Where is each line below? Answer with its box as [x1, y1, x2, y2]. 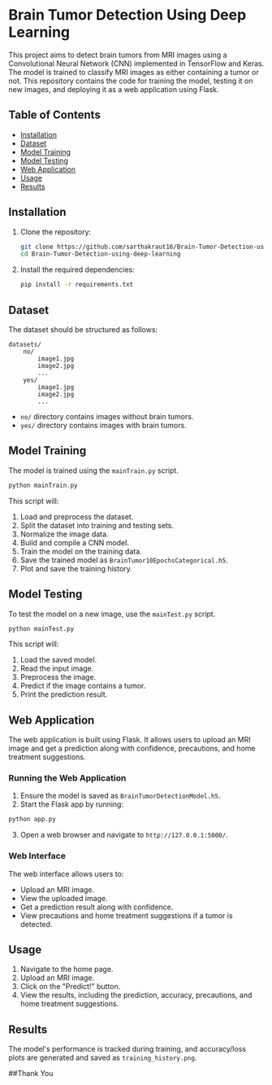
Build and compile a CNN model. [19, 537, 130, 547]
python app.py [8, 816, 57, 824]
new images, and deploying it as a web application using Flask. [8, 84, 219, 94]
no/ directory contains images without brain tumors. [19, 412, 194, 421]
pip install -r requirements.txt [19, 281, 134, 289]
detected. [19, 919, 53, 929]
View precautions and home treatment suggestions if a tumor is [19, 910, 233, 921]
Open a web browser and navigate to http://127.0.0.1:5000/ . [19, 830, 229, 840]
